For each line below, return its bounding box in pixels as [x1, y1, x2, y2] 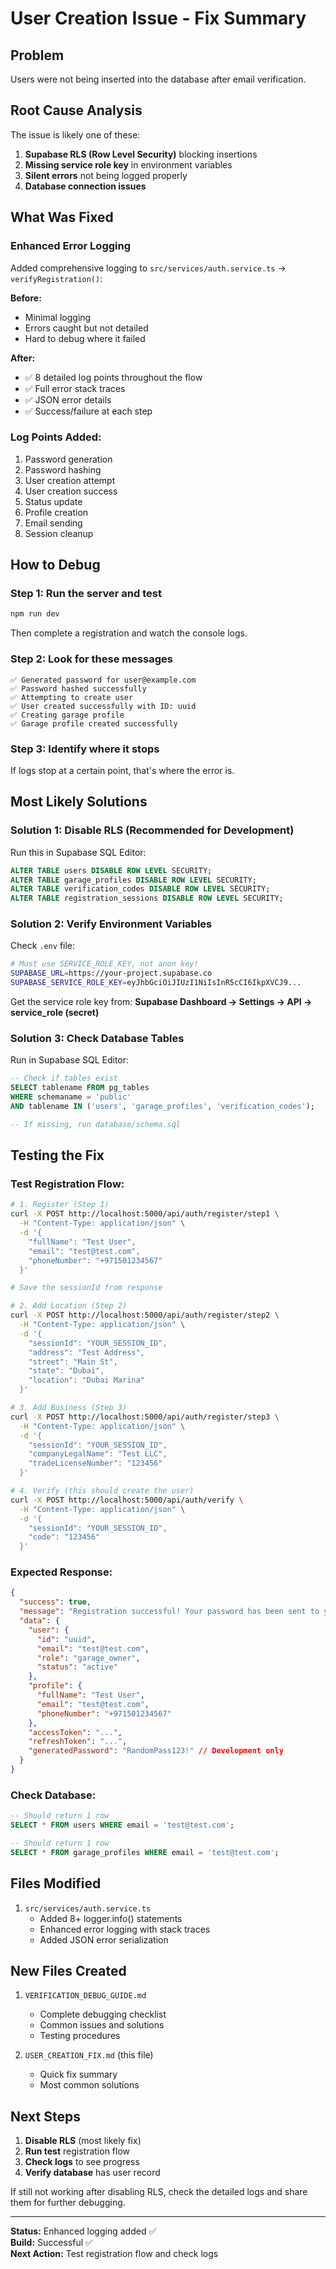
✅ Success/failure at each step [24, 405, 153, 417]
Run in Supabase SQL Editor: [10, 1054, 130, 1066]
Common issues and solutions [39, 2019, 165, 2031]
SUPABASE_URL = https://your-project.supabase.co [10, 968, 213, 979]
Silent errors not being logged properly [24, 169, 188, 181]
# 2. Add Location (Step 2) [10, 1301, 128, 1311]
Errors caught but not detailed [24, 322, 149, 334]
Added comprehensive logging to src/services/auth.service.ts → [10, 262, 287, 274]
